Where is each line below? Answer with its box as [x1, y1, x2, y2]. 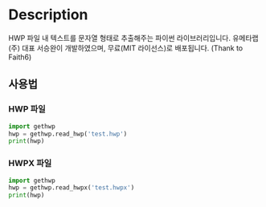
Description [8, 6, 88, 24]
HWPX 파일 [8, 158, 52, 169]
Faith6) [8, 52, 32, 62]
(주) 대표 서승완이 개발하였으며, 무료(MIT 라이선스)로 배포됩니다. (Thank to [8, 43, 243, 53]
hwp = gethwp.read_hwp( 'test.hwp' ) [8, 130, 128, 138]
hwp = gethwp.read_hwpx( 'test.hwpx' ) [8, 184, 135, 192]
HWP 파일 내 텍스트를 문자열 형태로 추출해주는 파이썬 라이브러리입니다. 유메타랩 [8, 33, 259, 43]
